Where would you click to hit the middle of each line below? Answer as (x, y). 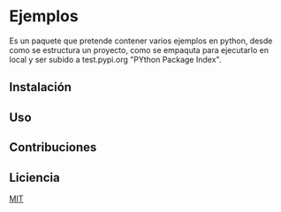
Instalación (41, 87)
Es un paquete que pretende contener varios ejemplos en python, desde (141, 41)
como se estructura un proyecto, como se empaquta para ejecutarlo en (139, 49)
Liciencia (34, 177)
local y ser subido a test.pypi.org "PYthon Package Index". (115, 59)
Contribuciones (53, 148)
